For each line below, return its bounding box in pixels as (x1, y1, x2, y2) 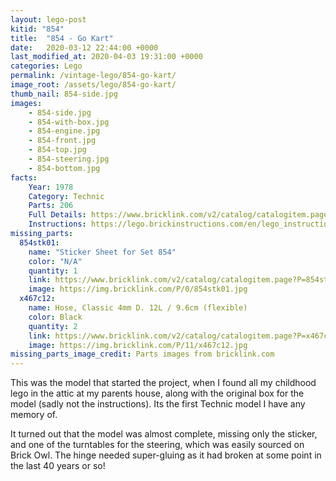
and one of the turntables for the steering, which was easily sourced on (10, 439, 305, 451)
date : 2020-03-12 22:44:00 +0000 (10, 42, 159, 53)
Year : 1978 (28, 182, 74, 192)
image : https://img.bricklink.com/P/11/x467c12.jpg (28, 340, 248, 350)
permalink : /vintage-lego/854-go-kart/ (10, 71, 177, 81)
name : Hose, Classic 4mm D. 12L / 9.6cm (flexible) (28, 303, 248, 313)
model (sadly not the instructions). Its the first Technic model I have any (10, 398, 306, 410)
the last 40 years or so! (10, 460, 106, 472)
